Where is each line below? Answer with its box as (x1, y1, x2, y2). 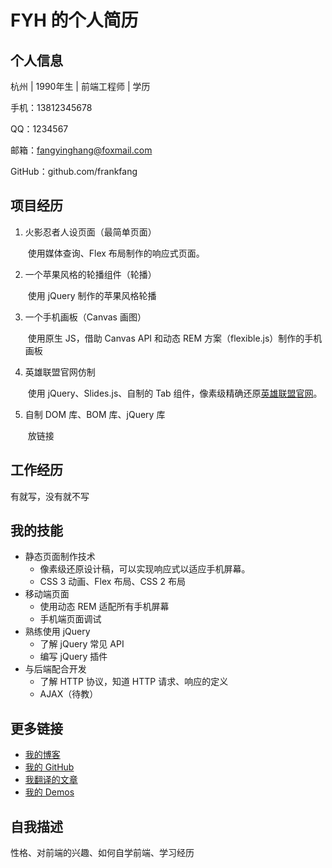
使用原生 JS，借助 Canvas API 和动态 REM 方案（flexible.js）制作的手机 (27, 332, 323, 344)
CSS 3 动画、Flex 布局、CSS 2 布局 (39, 576, 186, 588)
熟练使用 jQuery (24, 626, 91, 638)
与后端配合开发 (24, 663, 87, 675)
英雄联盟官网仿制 (24, 366, 96, 378)
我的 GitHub (24, 761, 75, 773)
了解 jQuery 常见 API (39, 638, 125, 650)
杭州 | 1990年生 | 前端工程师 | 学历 (10, 81, 151, 92)
